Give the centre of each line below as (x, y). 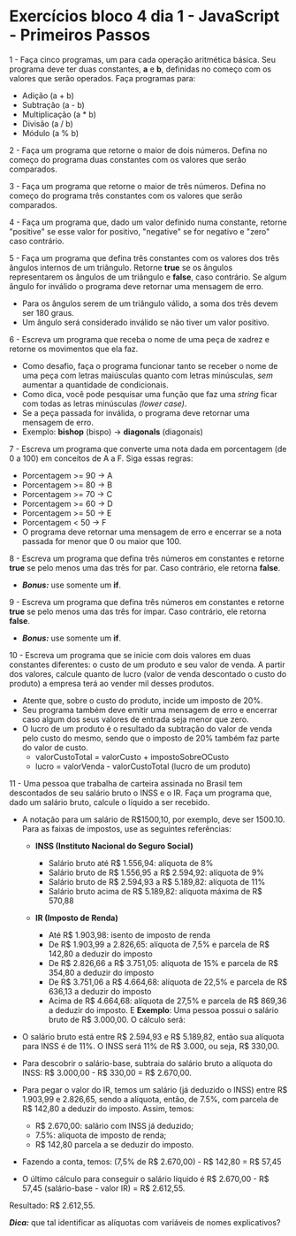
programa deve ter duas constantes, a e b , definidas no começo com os (140, 69)
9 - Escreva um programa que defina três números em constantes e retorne (147, 602)
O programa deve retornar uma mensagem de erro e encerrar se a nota (152, 532)
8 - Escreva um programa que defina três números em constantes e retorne (147, 558)
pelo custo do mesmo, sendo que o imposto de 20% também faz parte (151, 738)
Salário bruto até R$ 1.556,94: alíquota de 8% (131, 863)
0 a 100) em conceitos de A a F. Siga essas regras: (101, 458)
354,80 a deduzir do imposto (101, 972)
